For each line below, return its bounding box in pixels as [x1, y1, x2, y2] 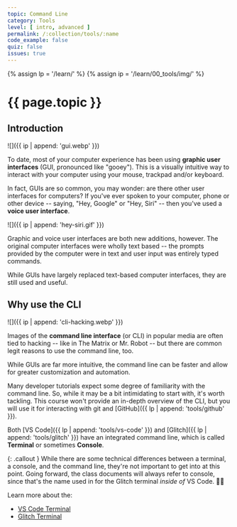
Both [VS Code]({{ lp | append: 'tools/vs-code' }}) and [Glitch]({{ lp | [7, 425, 207, 434]
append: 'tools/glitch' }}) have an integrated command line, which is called [7, 433, 225, 441]
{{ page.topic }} [7, 94, 102, 111]
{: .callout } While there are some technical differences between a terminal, [7, 454, 226, 462]
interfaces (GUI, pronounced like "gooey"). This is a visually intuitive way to [7, 163, 229, 171]
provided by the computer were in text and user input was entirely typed [7, 249, 219, 258]
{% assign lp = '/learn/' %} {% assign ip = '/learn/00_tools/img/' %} [7, 69, 204, 78]
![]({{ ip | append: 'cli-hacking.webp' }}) [7, 317, 123, 326]
